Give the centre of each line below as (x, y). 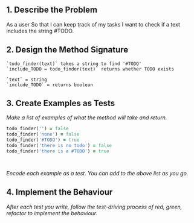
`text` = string (27, 80)
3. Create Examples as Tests (61, 103)
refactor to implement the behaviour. (52, 213)
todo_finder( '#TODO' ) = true (43, 140)
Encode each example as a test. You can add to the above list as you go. (97, 173)
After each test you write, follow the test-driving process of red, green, (94, 207)
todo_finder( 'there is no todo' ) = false (59, 146)
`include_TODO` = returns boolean (50, 85)
